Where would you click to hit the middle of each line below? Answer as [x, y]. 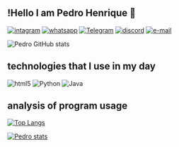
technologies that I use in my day [81, 66]
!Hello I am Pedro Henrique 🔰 [71, 13]
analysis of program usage [68, 106]
